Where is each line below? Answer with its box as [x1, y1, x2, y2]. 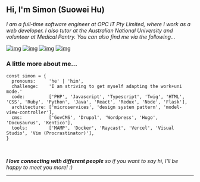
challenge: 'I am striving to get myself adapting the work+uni [11, 83, 183, 90]
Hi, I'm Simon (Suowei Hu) [6, 5, 105, 15]
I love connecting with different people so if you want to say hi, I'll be [6, 158, 179, 165]
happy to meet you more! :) [6, 164, 73, 171]
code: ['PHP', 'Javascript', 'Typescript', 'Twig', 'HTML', [11, 94, 185, 100]
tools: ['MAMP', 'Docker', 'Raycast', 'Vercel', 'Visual [11, 125, 174, 131]
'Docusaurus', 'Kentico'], [6, 120, 73, 126]
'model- [163, 104, 183, 111]
